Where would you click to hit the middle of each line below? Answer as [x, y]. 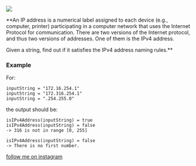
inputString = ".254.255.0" [40, 99]
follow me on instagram [34, 157]
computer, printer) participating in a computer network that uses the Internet [98, 26]
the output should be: [32, 110]
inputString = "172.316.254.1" [44, 94]
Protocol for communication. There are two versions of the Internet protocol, [98, 32]
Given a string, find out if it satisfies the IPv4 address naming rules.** [90, 50]
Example [19, 65]
